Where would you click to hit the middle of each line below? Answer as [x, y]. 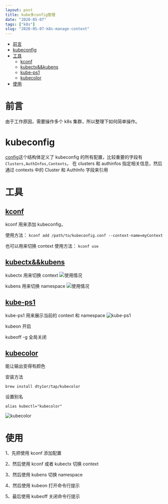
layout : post [19, 10]
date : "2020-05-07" [26, 19]
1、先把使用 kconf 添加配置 [33, 453]
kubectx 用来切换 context [32, 275]
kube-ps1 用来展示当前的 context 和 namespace [55, 315]
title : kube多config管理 [30, 15]
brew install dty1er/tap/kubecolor [43, 387]
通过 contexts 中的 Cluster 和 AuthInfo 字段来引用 [57, 170]
